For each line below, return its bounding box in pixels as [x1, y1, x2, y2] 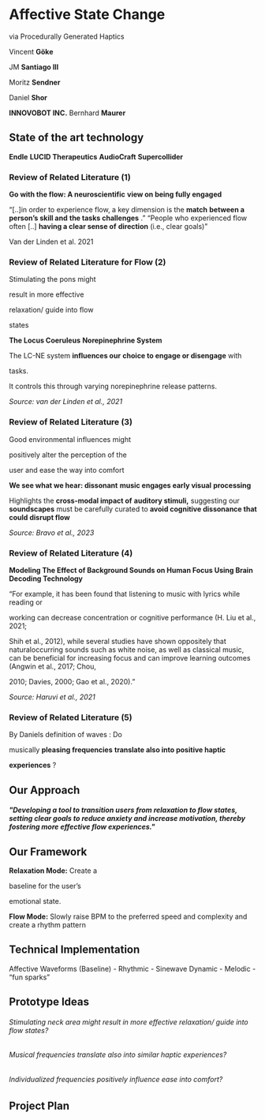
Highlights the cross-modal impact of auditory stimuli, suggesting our [9, 496, 240, 505]
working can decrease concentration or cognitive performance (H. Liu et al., [9, 612, 256, 622]
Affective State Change [9, 6, 166, 24]
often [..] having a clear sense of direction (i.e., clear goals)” [9, 222, 208, 231]
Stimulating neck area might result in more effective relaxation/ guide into [9, 1017, 248, 1027]
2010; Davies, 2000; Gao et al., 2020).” [9, 676, 136, 686]
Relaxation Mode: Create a [9, 866, 98, 875]
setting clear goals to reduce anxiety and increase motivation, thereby [9, 814, 246, 823]
